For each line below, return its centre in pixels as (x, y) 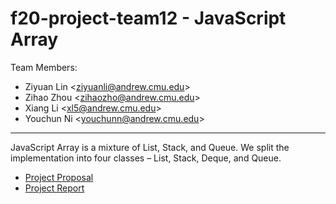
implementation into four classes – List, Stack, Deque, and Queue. (146, 158)
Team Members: (44, 67)
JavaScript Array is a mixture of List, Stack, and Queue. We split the (150, 147)
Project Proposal (59, 177)
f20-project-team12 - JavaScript (148, 18)
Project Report (54, 188)
